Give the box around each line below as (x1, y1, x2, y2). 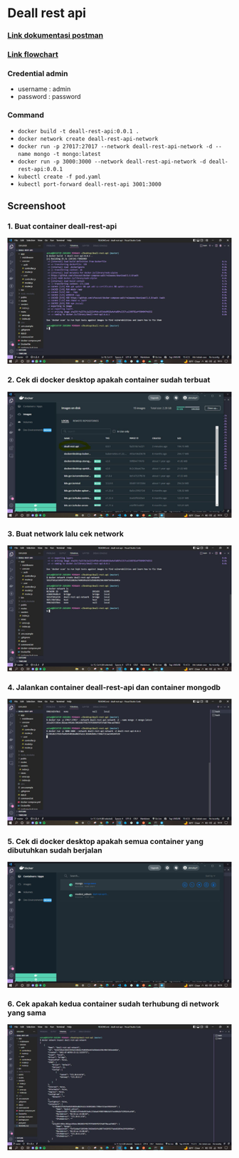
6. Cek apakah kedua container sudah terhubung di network (7, 998, 219, 1008)
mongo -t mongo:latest (33, 150, 101, 157)
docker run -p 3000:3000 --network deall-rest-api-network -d (17, 158, 206, 165)
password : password (17, 93, 81, 101)
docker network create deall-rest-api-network (17, 135, 159, 142)
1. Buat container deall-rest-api (7, 221, 117, 231)
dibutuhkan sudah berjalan (7, 845, 102, 855)
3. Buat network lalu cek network (7, 529, 124, 539)
